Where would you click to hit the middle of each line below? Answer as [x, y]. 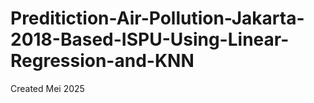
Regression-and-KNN [102, 61]
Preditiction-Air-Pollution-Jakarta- [157, 18]
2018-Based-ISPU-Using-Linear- [150, 39]
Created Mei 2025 [47, 88]
